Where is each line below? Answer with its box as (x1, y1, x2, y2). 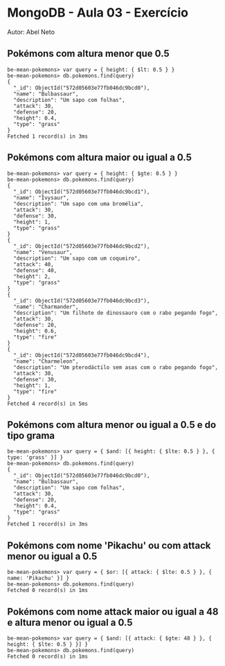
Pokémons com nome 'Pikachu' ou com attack (7, 539, 211, 551)
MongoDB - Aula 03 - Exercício (7, 5, 189, 21)
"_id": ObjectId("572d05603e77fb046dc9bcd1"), (13, 188, 150, 195)
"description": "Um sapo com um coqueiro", (13, 255, 141, 262)
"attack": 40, (13, 261, 54, 268)
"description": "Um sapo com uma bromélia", (13, 200, 144, 207)
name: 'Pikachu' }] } (7, 575, 70, 582)
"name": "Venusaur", (13, 249, 73, 255)
